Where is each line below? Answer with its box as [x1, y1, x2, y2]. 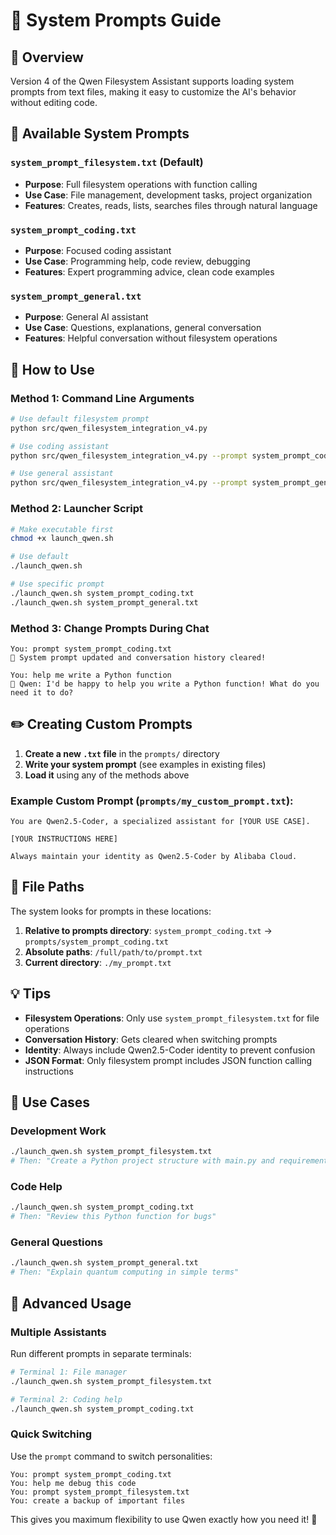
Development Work [10, 1124, 107, 1138]
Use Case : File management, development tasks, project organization [24, 189, 313, 201]
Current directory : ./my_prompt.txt [24, 956, 172, 968]
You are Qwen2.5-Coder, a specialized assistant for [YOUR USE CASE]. [10, 817, 311, 827]
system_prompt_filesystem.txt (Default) [10, 155, 204, 169]
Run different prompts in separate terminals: [10, 1347, 192, 1359]
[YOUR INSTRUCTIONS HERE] [10, 834, 118, 844]
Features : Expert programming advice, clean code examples [24, 265, 275, 278]
